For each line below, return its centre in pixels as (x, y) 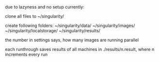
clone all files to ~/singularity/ (35, 16)
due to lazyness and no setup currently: (45, 7)
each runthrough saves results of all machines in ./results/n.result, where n (80, 49)
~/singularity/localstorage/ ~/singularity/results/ (53, 31)
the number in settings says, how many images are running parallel (72, 40)
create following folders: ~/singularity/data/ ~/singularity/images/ (70, 25)
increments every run (26, 54)
